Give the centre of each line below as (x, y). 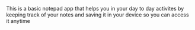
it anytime (18, 21)
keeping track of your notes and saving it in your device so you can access (97, 15)
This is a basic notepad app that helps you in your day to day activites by (95, 9)
